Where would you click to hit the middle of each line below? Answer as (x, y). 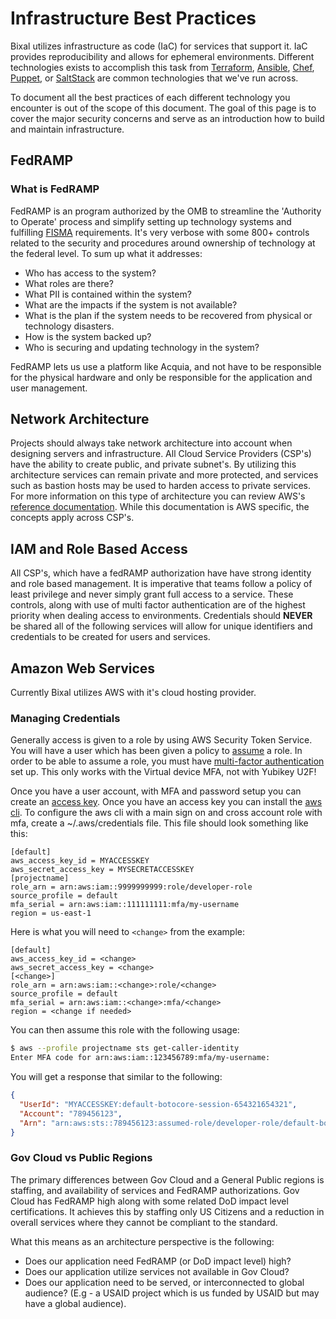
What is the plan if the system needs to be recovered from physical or (168, 315)
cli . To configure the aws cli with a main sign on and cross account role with (166, 813)
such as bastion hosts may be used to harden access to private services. (161, 486)
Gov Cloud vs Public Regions (81, 1158)
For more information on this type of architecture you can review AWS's (158, 496)
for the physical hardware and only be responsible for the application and (161, 377)
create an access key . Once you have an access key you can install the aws (166, 802)
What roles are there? (69, 283)
